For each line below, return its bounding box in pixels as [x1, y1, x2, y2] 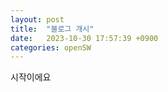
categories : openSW [10, 42, 92, 53]
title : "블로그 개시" [10, 24, 95, 34]
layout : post [10, 14, 65, 25]
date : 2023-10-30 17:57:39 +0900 [10, 33, 159, 43]
